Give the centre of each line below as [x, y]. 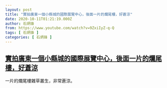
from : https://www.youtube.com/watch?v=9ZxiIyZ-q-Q [60, 28]
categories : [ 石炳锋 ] [29, 38]
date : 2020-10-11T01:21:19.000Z [39, 19]
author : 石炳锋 [20, 23]
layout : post [19, 10]
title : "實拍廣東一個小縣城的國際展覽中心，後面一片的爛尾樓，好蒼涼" [69, 14]
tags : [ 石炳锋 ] [22, 33]
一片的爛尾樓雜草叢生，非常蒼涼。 [40, 81]
